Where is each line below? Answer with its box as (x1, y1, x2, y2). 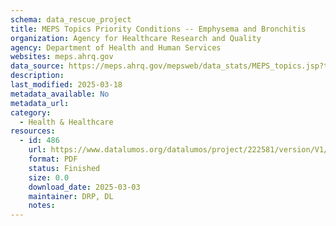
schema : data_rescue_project (10, 14, 132, 25)
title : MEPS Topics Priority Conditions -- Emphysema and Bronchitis (10, 24, 307, 34)
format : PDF (28, 154, 78, 164)
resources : (10, 126, 56, 136)
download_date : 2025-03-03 (28, 182, 141, 192)
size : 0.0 (28, 172, 70, 183)
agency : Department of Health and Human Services (10, 42, 222, 53)
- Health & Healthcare (19, 117, 114, 127)
